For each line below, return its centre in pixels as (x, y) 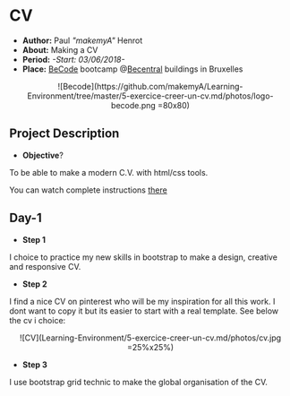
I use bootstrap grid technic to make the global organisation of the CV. (139, 382)
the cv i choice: (38, 320)
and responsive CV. (45, 266)
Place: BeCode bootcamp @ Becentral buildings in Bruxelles (132, 69)
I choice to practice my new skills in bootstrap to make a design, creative (143, 257)
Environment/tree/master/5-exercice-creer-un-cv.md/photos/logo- (150, 96)
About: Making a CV (60, 49)
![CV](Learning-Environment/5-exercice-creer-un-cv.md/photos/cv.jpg (150, 338)
